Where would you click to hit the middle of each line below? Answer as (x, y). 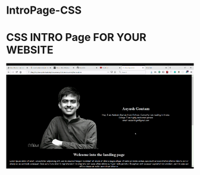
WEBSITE (30, 50)
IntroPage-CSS (44, 10)
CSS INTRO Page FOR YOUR (76, 38)
